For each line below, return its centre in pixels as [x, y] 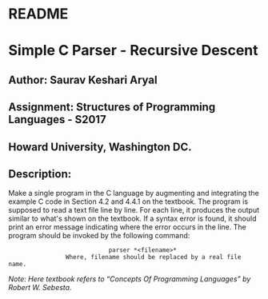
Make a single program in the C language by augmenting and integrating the [134, 193]
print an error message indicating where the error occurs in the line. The [127, 227]
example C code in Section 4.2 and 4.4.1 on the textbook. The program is [128, 201]
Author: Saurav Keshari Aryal [83, 80]
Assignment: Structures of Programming [112, 108]
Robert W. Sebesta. [40, 288]
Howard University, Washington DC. [100, 147]
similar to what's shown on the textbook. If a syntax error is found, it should [132, 219]
